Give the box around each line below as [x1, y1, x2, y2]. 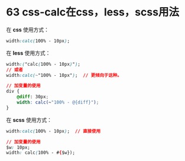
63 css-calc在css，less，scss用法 [6, 5, 179, 19]
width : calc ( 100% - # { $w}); [6, 150, 76, 156]
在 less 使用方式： [6, 49, 51, 56]
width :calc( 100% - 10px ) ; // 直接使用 [6, 128, 101, 134]
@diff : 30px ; [17, 94, 49, 100]
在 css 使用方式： [6, 26, 49, 33]
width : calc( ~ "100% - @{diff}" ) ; [17, 99, 99, 105]
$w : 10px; [6, 144, 31, 150]
